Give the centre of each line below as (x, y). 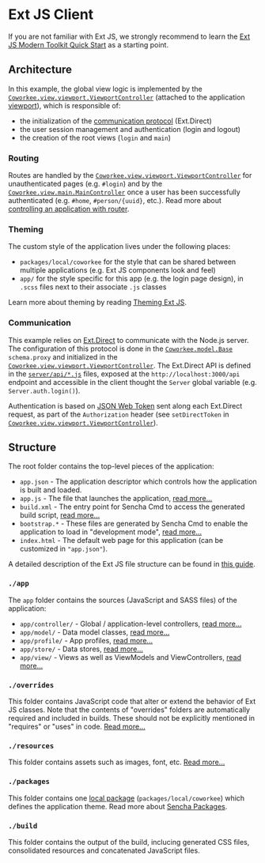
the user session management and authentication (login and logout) (130, 129)
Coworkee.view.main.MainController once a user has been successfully (125, 192)
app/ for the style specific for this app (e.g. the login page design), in (131, 279)
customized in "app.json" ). (64, 549)
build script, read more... (60, 515)
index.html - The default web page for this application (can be (121, 541)
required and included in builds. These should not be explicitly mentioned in (132, 718)
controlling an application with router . (69, 209)
